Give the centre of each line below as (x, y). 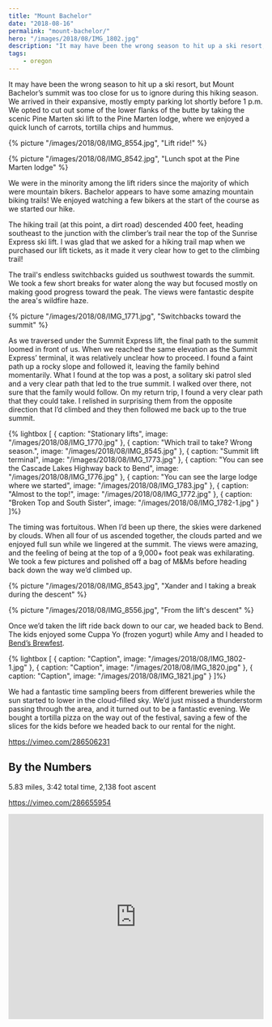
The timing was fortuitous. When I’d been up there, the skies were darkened (135, 527)
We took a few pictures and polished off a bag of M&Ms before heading (127, 561)
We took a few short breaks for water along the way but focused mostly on (133, 283)
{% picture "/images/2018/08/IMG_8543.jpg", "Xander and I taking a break (132, 585)
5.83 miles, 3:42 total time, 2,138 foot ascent (82, 786)
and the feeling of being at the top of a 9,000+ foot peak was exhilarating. (132, 553)
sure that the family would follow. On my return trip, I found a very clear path (136, 392)
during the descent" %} (48, 594)
